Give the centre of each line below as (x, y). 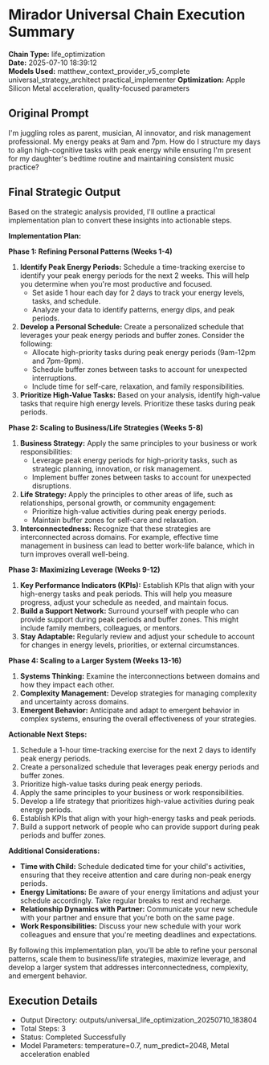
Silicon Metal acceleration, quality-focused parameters (99, 88)
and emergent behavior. (48, 975)
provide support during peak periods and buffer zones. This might (129, 619)
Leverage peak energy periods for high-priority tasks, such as (134, 460)
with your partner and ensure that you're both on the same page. (127, 917)
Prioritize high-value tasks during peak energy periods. (111, 784)
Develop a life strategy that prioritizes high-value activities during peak (137, 801)
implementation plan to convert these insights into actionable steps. (120, 220)
